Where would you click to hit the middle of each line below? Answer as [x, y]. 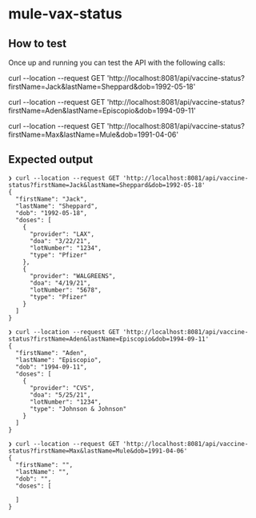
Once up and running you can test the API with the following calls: [117, 62]
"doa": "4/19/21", [60, 283]
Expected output [51, 159]
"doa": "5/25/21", [60, 395]
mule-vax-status [65, 14]
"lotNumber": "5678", [66, 290]
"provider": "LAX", [62, 234]
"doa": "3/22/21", [60, 241]
